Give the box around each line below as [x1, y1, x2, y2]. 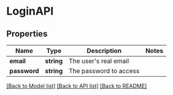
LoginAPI [6, 4, 54, 18]
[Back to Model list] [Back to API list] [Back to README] [6, 82, 147, 90]
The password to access [68, 67, 140, 75]
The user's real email [68, 57, 129, 65]
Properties [6, 29, 48, 39]
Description [87, 47, 121, 55]
